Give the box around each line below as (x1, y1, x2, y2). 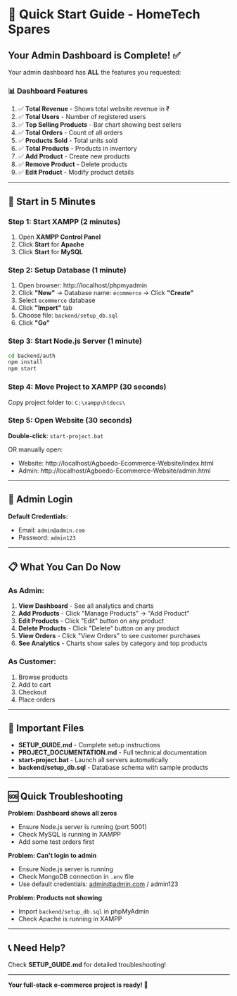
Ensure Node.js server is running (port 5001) (18, 823, 147, 831)
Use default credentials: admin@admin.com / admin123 (18, 880, 179, 888)
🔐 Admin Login (8, 493, 73, 506)
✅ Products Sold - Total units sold (18, 137, 118, 145)
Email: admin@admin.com (18, 525, 85, 534)
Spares (8, 21, 51, 37)
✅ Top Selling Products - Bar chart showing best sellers (18, 120, 181, 129)
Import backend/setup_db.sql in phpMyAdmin (18, 907, 150, 916)
